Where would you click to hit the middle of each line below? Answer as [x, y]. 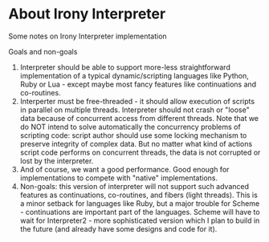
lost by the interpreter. [57, 160]
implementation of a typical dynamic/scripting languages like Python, [134, 75]
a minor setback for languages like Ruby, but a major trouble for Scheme [140, 203]
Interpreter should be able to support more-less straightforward [125, 67]
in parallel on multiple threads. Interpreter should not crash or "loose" [135, 110]
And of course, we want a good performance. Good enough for [124, 169]
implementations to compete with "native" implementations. [119, 178]
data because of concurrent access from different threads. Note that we [139, 118]
